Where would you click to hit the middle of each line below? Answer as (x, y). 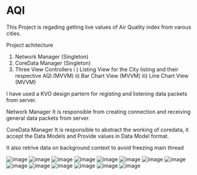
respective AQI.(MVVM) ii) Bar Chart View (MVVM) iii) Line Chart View (102, 76)
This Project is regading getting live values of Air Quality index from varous (99, 27)
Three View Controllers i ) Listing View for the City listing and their (97, 69)
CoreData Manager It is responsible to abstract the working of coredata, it (98, 129)
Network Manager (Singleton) (52, 56)
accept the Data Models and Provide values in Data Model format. (88, 136)
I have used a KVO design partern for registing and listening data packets (97, 93)
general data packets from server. (48, 118)
